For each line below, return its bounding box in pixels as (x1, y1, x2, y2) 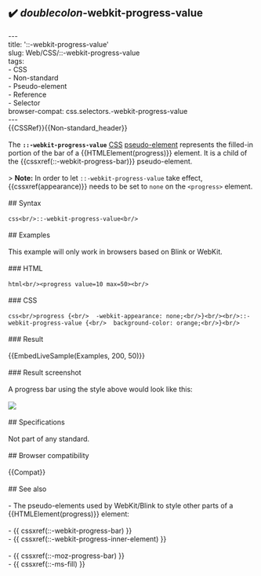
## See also (8, 484, 47, 493)
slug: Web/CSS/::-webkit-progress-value (8, 48, 140, 57)
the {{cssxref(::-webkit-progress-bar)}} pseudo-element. (8, 156, 193, 166)
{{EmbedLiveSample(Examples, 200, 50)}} (8, 350, 145, 360)
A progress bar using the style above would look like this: (8, 384, 194, 394)
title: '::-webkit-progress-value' (8, 39, 110, 49)
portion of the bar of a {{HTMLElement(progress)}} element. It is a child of (8, 148, 248, 157)
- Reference (8, 90, 47, 99)
